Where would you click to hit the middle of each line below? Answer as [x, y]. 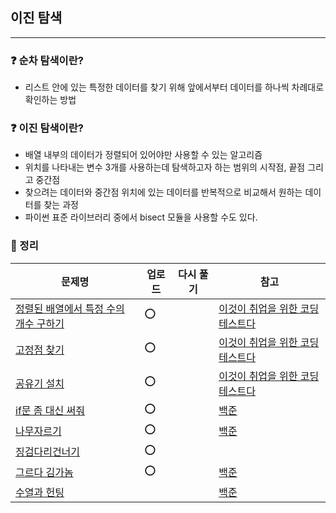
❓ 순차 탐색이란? [47, 60]
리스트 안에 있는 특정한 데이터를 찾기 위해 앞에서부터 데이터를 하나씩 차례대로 [174, 87]
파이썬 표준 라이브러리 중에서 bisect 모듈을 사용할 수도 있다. [141, 217]
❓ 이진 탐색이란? [47, 128]
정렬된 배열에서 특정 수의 [70, 308]
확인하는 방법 [50, 100]
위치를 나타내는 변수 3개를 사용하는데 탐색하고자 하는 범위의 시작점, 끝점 [165, 167]
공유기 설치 [40, 383]
